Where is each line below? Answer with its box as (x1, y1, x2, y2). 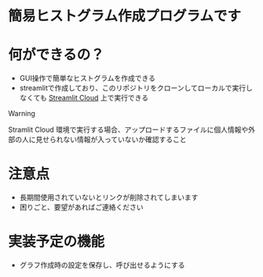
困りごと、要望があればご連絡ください (19, 202, 144, 212)
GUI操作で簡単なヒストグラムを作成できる (19, 74, 155, 83)
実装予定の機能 (8, 233, 105, 251)
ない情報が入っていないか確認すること (62, 135, 187, 144)
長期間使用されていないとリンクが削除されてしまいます (19, 193, 199, 202)
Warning (8, 109, 35, 118)
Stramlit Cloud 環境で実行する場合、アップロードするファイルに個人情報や (8, 125, 249, 134)
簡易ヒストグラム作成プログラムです (8, 7, 242, 25)
